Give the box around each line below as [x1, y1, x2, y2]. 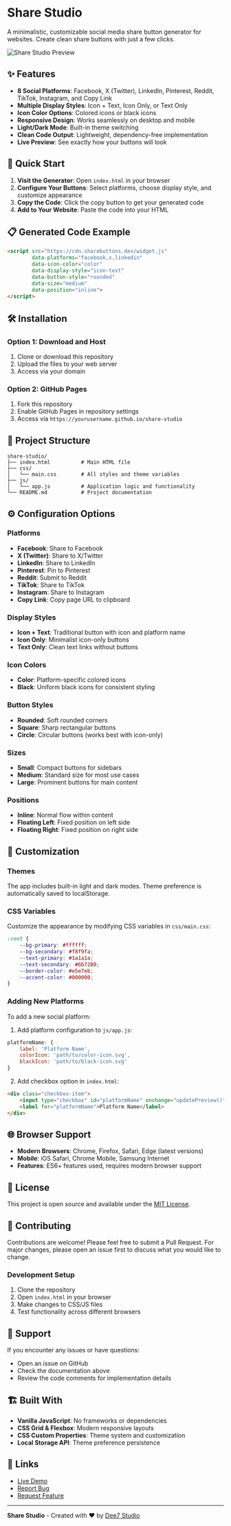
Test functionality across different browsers [16, 1308, 141, 1316]
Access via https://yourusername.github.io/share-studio [16, 415, 183, 423]
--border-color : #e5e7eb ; [19, 967, 94, 975]
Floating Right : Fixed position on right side [16, 826, 139, 834]
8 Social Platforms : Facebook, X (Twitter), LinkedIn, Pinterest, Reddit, [16, 86, 214, 94]
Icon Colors [7, 660, 47, 670]
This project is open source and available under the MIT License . [7, 1200, 191, 1208]
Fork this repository [16, 400, 73, 408]
